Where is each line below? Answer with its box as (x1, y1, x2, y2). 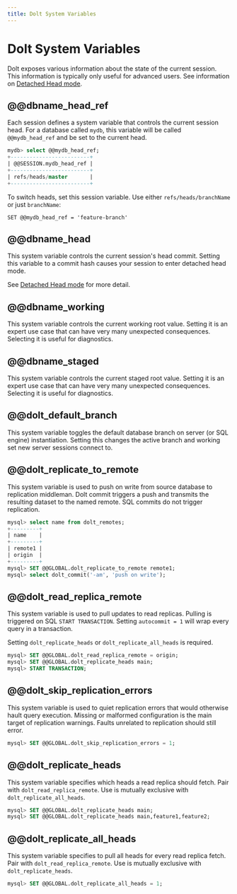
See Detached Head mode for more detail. (7, 281, 131, 289)
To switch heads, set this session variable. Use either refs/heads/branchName (7, 192, 231, 201)
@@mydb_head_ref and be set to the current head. (7, 134, 147, 142)
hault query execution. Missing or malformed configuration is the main (7, 711, 212, 719)
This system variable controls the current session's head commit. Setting (7, 252, 221, 260)
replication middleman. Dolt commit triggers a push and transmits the (7, 490, 209, 498)
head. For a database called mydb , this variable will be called (7, 126, 182, 134)
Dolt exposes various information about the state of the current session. (7, 64, 217, 73)
